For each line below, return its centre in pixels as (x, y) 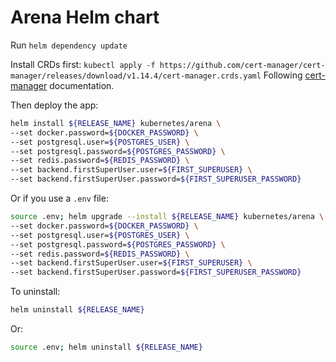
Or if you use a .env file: (59, 198)
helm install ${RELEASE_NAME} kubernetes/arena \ (116, 123)
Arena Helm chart (85, 17)
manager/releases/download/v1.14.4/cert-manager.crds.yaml (136, 76)
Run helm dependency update (69, 45)
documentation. (82, 85)
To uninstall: (35, 292)
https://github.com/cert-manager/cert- (242, 65)
